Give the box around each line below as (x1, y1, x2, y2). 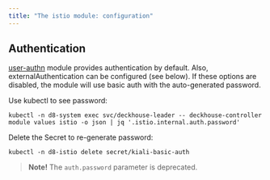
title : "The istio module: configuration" (8, 11, 154, 20)
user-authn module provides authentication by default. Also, (8, 63, 209, 73)
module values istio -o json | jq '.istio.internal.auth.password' (8, 119, 241, 127)
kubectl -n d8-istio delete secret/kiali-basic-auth (8, 149, 190, 157)
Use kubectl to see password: (8, 96, 108, 106)
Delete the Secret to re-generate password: (8, 132, 154, 142)
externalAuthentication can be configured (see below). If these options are (8, 72, 257, 82)
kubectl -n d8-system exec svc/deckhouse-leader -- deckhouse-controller (8, 111, 263, 119)
